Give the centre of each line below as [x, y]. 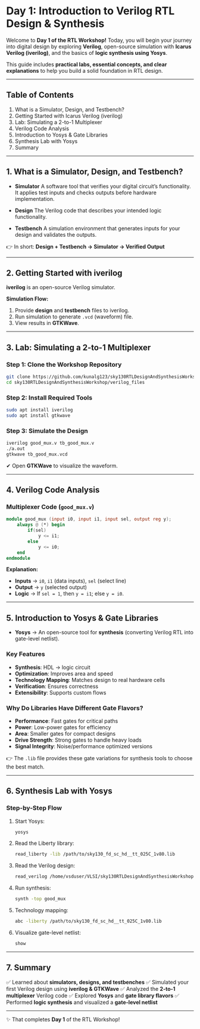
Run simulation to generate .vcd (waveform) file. [74, 317]
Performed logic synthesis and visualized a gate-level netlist [82, 1002]
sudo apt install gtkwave [38, 416]
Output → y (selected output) [51, 587]
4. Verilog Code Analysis [53, 490]
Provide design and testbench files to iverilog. [72, 311]
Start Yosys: [29, 821]
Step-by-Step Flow [34, 808]
